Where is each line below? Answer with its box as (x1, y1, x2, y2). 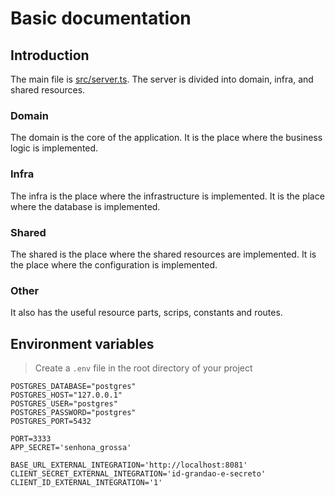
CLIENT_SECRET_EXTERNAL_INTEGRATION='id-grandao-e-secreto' (10, 469, 267, 479)
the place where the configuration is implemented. (10, 258, 218, 271)
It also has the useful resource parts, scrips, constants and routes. (10, 307, 283, 319)
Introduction (10, 47, 90, 64)
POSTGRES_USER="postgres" (10, 399, 118, 409)
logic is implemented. (10, 142, 99, 154)
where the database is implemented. (10, 200, 161, 212)
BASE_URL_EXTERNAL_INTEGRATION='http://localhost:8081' (10, 460, 248, 470)
